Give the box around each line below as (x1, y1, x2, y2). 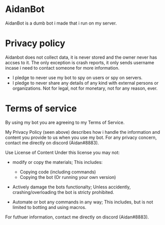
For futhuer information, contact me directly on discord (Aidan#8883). (5, 214, 149, 220)
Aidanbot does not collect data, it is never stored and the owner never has (5, 54, 157, 60)
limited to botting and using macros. (12, 204, 86, 210)
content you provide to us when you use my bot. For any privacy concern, (5, 134, 157, 140)
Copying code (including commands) (19, 169, 96, 175)
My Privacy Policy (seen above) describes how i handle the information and (5, 129, 161, 135)
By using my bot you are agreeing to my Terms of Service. (5, 119, 125, 125)
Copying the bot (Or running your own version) (19, 174, 116, 180)
